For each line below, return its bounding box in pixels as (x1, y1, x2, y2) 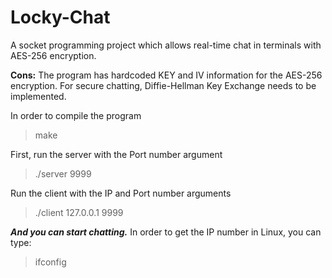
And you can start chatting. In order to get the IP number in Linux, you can (10, 226, 322, 238)
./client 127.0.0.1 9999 (34, 206, 124, 218)
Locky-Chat (10, 6, 111, 29)
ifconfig (34, 256, 67, 268)
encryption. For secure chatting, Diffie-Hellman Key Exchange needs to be (10, 79, 317, 91)
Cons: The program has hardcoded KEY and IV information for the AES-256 (10, 69, 323, 81)
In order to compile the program (10, 109, 142, 121)
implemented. (10, 90, 67, 102)
